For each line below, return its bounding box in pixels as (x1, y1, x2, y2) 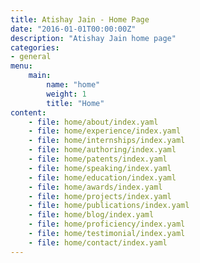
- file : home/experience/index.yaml (28, 126, 182, 136)
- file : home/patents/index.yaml (28, 154, 168, 164)
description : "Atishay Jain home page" (10, 33, 177, 43)
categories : (10, 42, 60, 53)
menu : (10, 61, 33, 71)
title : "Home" (46, 98, 105, 108)
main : (28, 71, 52, 81)
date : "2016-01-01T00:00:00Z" (10, 24, 137, 34)
